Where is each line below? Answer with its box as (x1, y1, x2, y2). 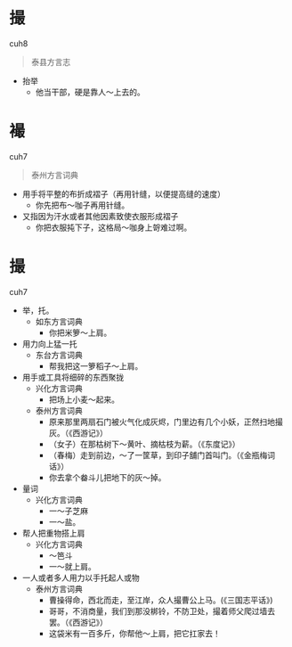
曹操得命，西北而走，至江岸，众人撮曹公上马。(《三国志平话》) (48, 594, 273, 605)
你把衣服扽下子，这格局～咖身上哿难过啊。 (35, 222, 192, 233)
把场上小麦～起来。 (48, 394, 120, 405)
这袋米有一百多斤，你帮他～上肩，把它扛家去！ (48, 627, 221, 638)
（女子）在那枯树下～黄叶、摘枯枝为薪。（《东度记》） (48, 438, 240, 449)
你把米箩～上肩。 (48, 327, 112, 338)
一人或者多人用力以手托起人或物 (21, 572, 140, 583)
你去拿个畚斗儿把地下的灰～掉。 (48, 471, 166, 482)
